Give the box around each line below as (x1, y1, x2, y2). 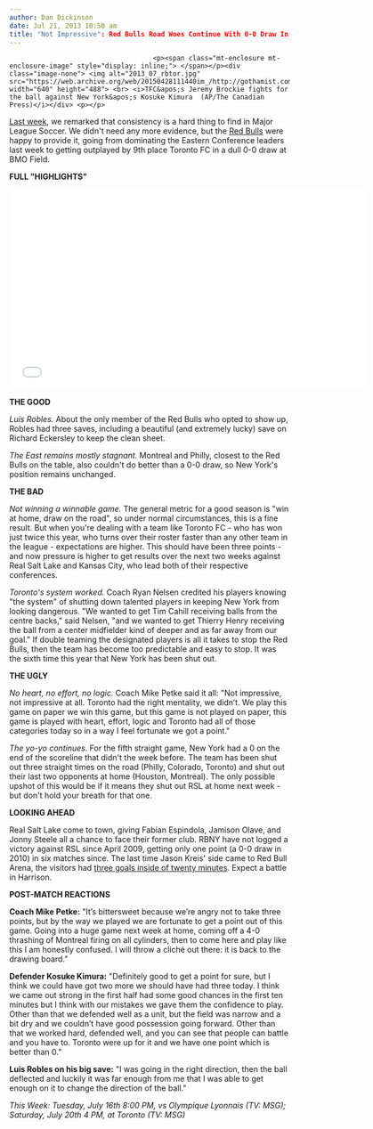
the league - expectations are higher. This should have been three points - (9, 541, 282, 552)
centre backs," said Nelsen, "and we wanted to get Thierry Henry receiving (9, 615, 285, 626)
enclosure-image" (9, 61, 74, 71)
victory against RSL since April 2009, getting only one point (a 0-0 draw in (9, 843, 282, 855)
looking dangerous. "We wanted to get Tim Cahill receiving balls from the (9, 606, 278, 617)
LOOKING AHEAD (9, 808, 76, 818)
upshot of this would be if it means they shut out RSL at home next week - (9, 781, 281, 792)
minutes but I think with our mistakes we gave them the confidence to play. (9, 999, 284, 1011)
